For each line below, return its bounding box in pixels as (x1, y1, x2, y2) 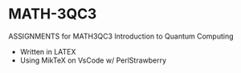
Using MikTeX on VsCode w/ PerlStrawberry (19, 55, 167, 65)
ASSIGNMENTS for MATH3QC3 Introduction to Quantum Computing (8, 31, 235, 41)
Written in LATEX (19, 47, 76, 56)
